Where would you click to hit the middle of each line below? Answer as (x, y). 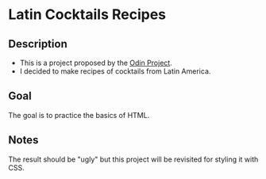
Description (38, 44)
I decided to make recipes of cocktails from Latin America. (115, 71)
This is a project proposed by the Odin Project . (96, 63)
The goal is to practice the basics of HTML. (79, 115)
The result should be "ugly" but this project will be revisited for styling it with (133, 159)
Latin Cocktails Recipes (87, 15)
